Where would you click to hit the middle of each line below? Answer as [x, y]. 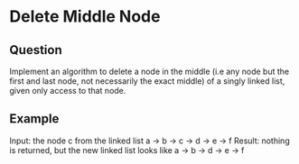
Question [36, 50]
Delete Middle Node [85, 17]
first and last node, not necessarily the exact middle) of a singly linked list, [147, 81]
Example [34, 119]
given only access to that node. [68, 91]
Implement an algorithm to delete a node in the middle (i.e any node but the [149, 71]
